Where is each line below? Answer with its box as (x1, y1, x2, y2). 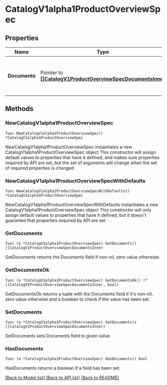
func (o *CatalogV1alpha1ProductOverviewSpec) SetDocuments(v (5, 320, 137, 324)
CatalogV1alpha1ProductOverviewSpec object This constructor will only (5, 207, 152, 213)
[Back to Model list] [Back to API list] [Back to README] (5, 375, 119, 381)
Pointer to (40, 69, 63, 76)
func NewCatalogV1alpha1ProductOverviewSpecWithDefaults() (5, 189, 130, 193)
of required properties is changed (5, 165, 74, 171)
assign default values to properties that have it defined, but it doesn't (5, 212, 147, 218)
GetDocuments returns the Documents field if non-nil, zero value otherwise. (5, 254, 161, 260)
